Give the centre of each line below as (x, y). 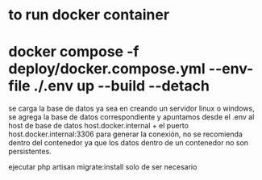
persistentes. (30, 152)
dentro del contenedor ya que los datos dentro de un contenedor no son (128, 143)
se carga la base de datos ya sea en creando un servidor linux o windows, (132, 109)
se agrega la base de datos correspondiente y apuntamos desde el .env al (131, 117)
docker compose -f (74, 52)
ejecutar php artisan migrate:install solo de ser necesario (103, 167)
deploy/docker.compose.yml (107, 69)
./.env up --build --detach (121, 86)
